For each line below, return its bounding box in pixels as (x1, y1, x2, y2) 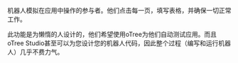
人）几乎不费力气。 (7, 48, 64, 56)
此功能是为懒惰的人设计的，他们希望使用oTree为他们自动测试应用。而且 (7, 30, 217, 38)
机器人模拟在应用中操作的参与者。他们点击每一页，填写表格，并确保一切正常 (7, 6, 232, 14)
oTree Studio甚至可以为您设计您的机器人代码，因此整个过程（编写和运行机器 (7, 39, 232, 47)
